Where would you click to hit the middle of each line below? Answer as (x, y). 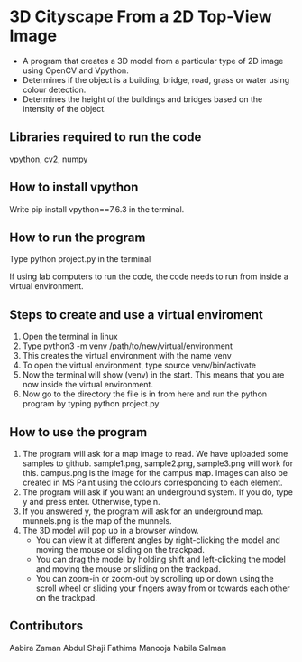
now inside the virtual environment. (87, 385)
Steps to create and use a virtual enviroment (137, 315)
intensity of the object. (64, 108)
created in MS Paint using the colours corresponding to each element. (152, 482)
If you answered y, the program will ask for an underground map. (143, 511)
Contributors (46, 626)
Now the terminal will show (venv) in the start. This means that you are (153, 375)
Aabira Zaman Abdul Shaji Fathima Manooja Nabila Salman (118, 648)
